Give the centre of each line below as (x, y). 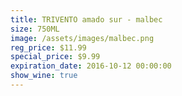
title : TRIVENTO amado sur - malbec (86, 19)
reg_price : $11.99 (48, 47)
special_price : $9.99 (55, 57)
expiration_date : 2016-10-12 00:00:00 (91, 66)
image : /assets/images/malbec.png (82, 38)
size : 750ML (35, 29)
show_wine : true (44, 76)
